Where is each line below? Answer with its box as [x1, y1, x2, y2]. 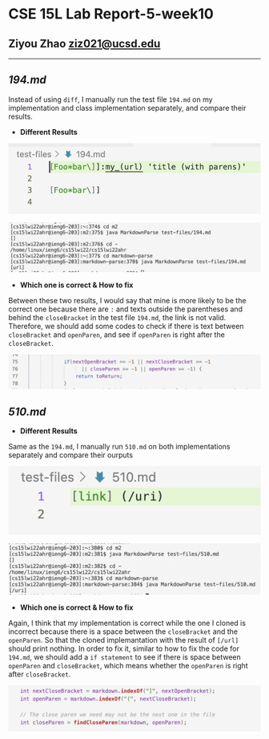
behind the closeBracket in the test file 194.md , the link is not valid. [8, 312, 227, 322]
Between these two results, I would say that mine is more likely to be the [8, 295, 247, 305]
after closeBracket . [8, 669, 71, 679]
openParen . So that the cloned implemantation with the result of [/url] [8, 635, 239, 645]
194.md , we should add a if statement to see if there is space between [8, 652, 242, 662]
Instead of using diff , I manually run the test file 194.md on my [8, 94, 214, 104]
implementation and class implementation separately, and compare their [8, 103, 247, 112]
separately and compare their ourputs [8, 450, 134, 460]
